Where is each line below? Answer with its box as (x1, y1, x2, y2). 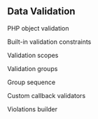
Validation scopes (7, 51, 59, 59)
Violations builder (7, 104, 58, 113)
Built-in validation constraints (7, 38, 92, 46)
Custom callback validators (7, 91, 86, 100)
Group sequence (7, 78, 56, 86)
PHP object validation (7, 24, 69, 32)
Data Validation (7, 6, 76, 17)
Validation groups (7, 64, 58, 72)
